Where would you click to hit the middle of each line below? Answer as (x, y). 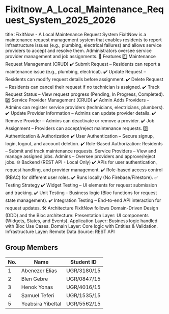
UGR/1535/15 (83, 295)
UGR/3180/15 (83, 270)
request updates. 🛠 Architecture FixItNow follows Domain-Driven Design (82, 208)
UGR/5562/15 (83, 303)
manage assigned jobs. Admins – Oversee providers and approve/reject (80, 156)
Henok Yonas (37, 287)
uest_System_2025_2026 (61, 20)
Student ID (83, 262)
